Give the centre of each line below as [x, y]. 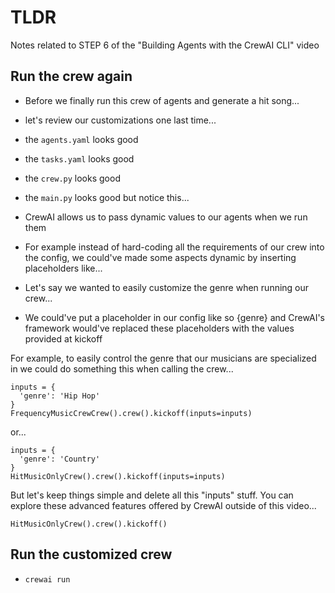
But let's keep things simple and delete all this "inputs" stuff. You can [152, 495]
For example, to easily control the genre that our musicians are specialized [163, 358]
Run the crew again [71, 76]
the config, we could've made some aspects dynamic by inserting [160, 257]
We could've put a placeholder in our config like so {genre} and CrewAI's [174, 317]
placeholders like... [63, 268]
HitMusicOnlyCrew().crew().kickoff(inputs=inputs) [118, 476]
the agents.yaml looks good [81, 139]
